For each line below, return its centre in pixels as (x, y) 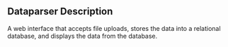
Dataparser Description (60, 12)
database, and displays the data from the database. (82, 36)
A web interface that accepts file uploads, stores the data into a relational (114, 28)
